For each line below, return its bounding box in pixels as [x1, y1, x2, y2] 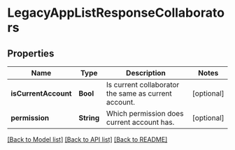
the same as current [106, 89, 173, 98]
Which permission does [106, 109, 184, 118]
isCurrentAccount [10, 89, 72, 98]
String [78, 113, 100, 123]
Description [125, 68, 166, 77]
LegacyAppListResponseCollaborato [7, 5, 225, 21]
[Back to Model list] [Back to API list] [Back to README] [7, 135, 168, 144]
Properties [7, 47, 55, 59]
